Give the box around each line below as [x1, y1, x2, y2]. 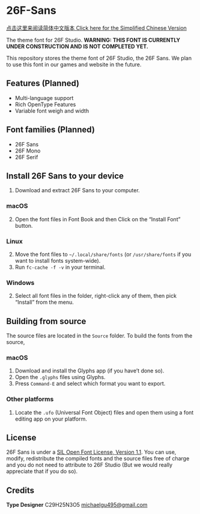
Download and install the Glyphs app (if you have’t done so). [14, 367, 165, 374]
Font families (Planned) [6, 125, 95, 135]
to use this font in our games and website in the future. [6, 61, 142, 68]
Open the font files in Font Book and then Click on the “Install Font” [14, 215, 181, 223]
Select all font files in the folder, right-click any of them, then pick [14, 292, 177, 299]
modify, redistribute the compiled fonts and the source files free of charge [6, 455, 190, 462]
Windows [6, 278, 35, 287]
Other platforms [6, 395, 54, 404]
